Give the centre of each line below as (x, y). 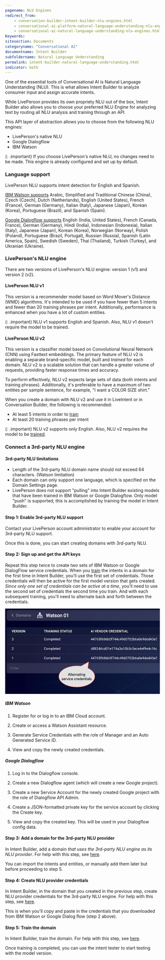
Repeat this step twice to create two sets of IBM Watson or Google (72, 565)
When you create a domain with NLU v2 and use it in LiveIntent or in (74, 400)
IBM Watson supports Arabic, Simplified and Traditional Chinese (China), (79, 194)
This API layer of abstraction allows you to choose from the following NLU (80, 122)
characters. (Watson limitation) (43, 475)
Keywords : (15, 36)
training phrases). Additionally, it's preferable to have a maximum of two (78, 385)
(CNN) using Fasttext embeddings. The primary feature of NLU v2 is (74, 355)
